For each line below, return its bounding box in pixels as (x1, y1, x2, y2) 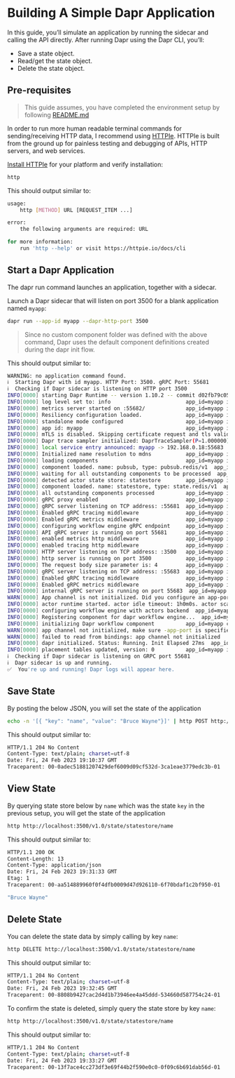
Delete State (7, 914, 62, 926)
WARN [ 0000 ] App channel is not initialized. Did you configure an (7, 594, 205, 601)
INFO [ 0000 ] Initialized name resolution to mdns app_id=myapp (7, 451, 224, 458)
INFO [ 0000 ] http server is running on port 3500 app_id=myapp (7, 555, 224, 562)
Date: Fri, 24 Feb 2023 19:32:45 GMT (7, 985, 117, 992)
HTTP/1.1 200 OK (7, 849, 55, 856)
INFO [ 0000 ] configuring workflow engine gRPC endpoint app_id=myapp (7, 522, 224, 529)
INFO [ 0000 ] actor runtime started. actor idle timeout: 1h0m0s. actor (7, 601, 218, 608)
